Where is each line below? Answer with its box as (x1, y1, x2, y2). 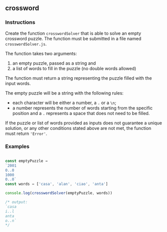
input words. (5, 80, 31, 86)
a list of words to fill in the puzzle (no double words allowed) (12, 65, 137, 71)
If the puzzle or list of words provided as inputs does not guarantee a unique (5, 119, 162, 126)
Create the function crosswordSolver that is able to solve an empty (5, 30, 141, 36)
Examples (5, 143, 30, 150)
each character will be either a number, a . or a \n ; (12, 100, 116, 106)
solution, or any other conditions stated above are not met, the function (5, 125, 152, 131)
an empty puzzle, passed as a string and (12, 60, 96, 66)
